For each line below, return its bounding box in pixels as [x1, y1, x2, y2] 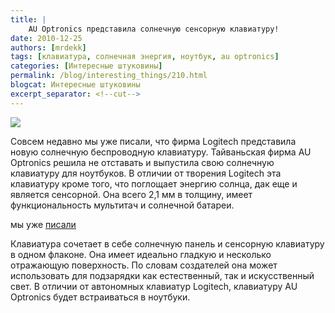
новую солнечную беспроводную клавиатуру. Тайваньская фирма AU [10, 146, 312, 158]
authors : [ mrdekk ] [10, 42, 87, 53]
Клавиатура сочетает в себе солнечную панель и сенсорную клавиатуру [10, 237, 325, 250]
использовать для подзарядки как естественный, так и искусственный [10, 269, 315, 281]
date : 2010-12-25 [10, 33, 83, 43]
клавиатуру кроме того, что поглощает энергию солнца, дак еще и [10, 177, 298, 190]
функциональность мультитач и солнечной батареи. [10, 199, 235, 211]
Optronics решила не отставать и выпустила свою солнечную [10, 156, 275, 168]
